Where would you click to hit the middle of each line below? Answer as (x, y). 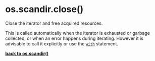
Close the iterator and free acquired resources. (54, 23)
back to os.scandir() (27, 53)
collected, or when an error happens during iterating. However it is (74, 38)
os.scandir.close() (44, 9)
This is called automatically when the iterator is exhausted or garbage (78, 33)
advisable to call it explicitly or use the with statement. (62, 43)
